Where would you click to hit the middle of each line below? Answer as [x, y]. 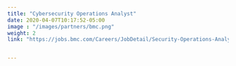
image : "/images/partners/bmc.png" [61, 26]
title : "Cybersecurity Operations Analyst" [72, 14]
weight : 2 [22, 33]
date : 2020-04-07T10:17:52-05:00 [56, 20]
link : [15, 40]
